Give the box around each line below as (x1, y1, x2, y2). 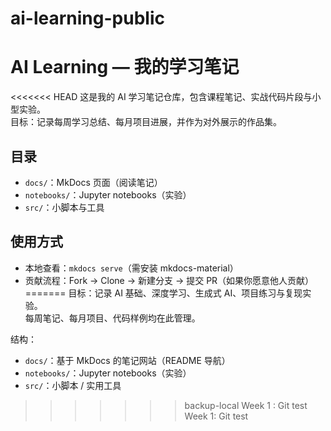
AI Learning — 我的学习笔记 (10, 56, 240, 79)
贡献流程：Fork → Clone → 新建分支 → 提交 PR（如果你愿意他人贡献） (24, 274, 315, 286)
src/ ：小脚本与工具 (24, 201, 105, 213)
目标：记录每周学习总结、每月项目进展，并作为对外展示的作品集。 (10, 116, 282, 128)
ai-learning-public (10, 7, 165, 30)
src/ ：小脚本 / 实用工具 (24, 379, 122, 391)
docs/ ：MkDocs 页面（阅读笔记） (24, 176, 163, 188)
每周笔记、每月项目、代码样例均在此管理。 (24, 312, 201, 324)
